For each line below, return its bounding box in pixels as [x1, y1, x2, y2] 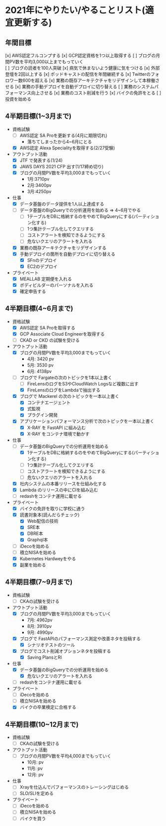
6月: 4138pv [27, 368, 52, 374]
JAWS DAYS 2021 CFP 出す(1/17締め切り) [19, 164, 104, 169]
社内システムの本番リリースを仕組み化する [19, 480, 107, 486]
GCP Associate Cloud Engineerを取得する [19, 331, 105, 337]
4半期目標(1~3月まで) [5, 112, 72, 120]
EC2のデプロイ [27, 263, 58, 269]
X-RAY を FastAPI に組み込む [27, 424, 86, 431]
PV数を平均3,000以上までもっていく [9, 59, 84, 65]
